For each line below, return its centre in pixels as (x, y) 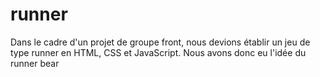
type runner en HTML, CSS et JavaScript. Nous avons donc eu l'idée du (158, 52)
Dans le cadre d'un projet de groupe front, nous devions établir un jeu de (160, 42)
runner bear (35, 63)
